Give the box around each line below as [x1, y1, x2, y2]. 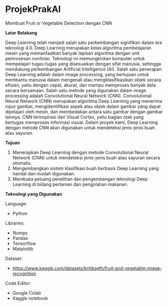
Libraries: [5, 220, 25, 226]
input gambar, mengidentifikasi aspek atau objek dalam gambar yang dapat [5, 103, 161, 109]
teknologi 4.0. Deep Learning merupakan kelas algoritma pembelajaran [5, 45, 152, 51]
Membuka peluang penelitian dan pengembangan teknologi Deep [12, 176, 148, 182]
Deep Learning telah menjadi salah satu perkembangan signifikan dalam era [5, 39, 162, 46]
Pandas [12, 235, 29, 241]
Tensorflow [12, 240, 36, 246]
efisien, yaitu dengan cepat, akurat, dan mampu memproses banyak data [5, 82, 156, 88]
